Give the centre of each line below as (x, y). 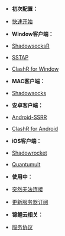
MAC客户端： (28, 81)
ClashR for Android (35, 129)
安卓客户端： (27, 105)
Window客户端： (32, 34)
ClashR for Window (35, 69)
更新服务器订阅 (30, 202)
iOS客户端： (27, 141)
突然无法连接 (27, 189)
